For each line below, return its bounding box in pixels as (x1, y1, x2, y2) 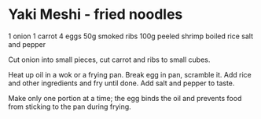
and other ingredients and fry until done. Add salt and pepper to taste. (8, 78, 235, 88)
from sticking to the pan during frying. (8, 102, 131, 111)
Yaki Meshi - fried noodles (8, 5, 183, 23)
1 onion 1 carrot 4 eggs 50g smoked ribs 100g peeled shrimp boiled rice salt (8, 31, 254, 41)
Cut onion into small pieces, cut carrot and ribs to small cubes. (8, 55, 211, 64)
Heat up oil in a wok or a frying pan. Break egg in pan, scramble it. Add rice (8, 70, 252, 79)
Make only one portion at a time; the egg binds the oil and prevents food (8, 93, 242, 103)
